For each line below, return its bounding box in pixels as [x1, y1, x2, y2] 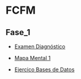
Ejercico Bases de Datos [14, 66, 75, 73]
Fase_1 [5, 27, 31, 37]
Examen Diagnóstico [14, 43, 65, 50]
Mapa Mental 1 [14, 55, 51, 61]
